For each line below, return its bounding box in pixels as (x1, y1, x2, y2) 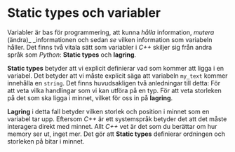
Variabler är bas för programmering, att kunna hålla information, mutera (7, 28, 215, 36)
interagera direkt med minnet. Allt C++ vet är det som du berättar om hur (7, 122, 217, 130)
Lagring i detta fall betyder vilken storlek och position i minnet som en (7, 107, 210, 116)
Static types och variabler (7, 5, 161, 21)
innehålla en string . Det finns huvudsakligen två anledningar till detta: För (7, 78, 221, 87)
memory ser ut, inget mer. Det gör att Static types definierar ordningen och (7, 130, 226, 138)
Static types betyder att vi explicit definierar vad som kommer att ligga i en (7, 64, 224, 72)
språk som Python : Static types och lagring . (7, 50, 137, 59)
